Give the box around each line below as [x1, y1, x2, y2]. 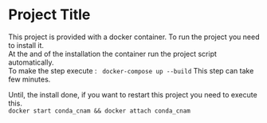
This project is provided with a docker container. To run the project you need [8, 32, 261, 42]
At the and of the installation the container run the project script [8, 49, 218, 58]
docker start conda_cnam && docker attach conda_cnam [8, 106, 191, 115]
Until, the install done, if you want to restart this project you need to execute [8, 89, 257, 99]
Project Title [8, 6, 91, 24]
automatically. [8, 58, 54, 67]
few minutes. [8, 74, 51, 84]
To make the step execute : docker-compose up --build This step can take [8, 65, 254, 75]
